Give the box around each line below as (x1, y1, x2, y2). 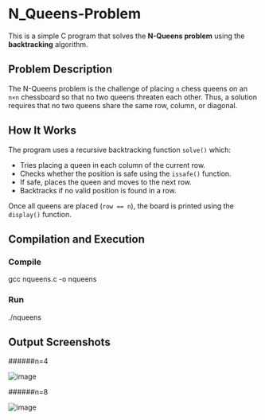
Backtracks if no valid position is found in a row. (19, 185, 177, 195)
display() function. (8, 209, 72, 219)
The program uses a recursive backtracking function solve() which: (8, 145, 232, 154)
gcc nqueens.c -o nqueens (8, 274, 97, 284)
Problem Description (8, 63, 113, 76)
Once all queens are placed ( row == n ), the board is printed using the (8, 200, 235, 211)
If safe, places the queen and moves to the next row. (19, 177, 193, 187)
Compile (8, 256, 41, 267)
